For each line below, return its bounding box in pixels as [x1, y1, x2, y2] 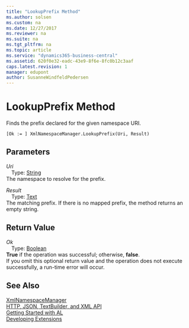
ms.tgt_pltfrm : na [6, 42, 52, 48]
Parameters [6, 147, 50, 157]
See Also [6, 281, 40, 291]
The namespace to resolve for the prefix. [6, 175, 106, 182]
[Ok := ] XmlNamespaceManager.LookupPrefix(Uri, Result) [6, 131, 150, 137]
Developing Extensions [6, 315, 62, 322]
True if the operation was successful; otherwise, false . [6, 251, 140, 258]
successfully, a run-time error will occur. [6, 264, 105, 271]
